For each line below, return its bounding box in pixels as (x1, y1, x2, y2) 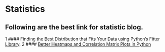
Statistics (5, 3, 46, 15)
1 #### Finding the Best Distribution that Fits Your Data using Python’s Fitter (5, 36, 160, 42)
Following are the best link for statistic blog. (5, 23, 144, 31)
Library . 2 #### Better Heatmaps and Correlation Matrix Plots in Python (5, 41, 151, 47)
